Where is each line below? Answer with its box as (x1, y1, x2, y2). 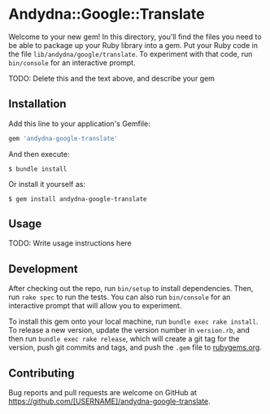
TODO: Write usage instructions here (8, 238, 132, 248)
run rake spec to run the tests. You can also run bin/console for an (8, 292, 231, 302)
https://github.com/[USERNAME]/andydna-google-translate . (8, 396, 211, 407)
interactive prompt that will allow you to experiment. (8, 301, 182, 311)
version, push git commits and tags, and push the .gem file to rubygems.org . (8, 342, 263, 352)
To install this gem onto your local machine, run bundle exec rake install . (8, 316, 259, 326)
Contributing (8, 366, 75, 380)
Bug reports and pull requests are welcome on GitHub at (8, 388, 198, 398)
